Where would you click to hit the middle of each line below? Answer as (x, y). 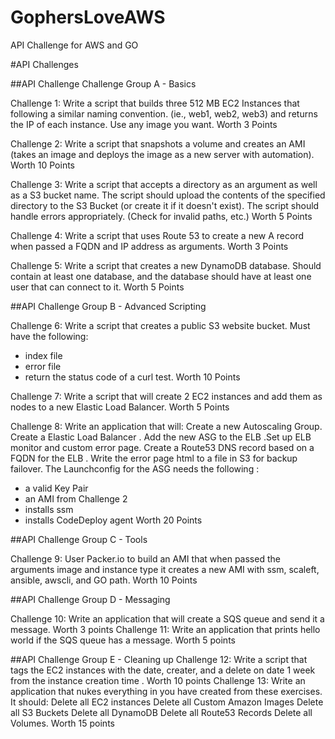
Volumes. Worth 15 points (62, 723)
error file (43, 366)
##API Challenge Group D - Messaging (90, 599)
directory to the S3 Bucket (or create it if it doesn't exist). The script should (165, 205)
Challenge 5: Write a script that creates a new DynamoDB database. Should (166, 265)
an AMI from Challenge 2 (76, 498)
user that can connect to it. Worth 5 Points (97, 287)
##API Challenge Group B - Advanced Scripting (108, 306)
